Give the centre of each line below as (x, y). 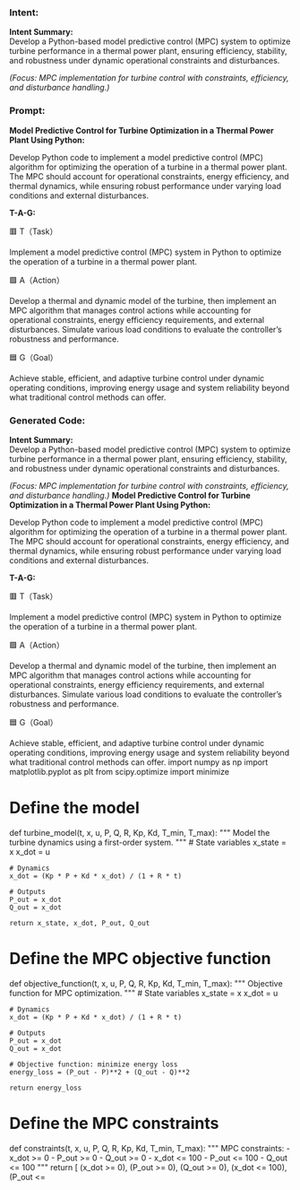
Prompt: (27, 111)
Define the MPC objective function (140, 959)
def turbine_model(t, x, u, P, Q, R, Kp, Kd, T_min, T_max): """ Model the (140, 832)
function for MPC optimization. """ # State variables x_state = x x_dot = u (144, 993)
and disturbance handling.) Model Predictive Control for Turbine (130, 495)
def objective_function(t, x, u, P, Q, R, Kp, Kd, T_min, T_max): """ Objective (146, 983)
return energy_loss (46, 1088)
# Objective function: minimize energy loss (94, 1064)
